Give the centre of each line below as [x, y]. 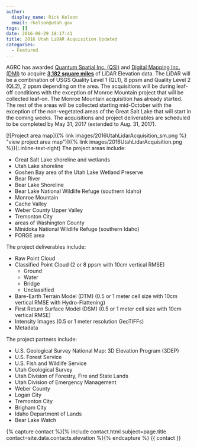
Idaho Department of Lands [48, 414]
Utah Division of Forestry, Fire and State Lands [72, 376]
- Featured [25, 50]
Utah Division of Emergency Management [65, 382]
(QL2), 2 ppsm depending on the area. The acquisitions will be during [91, 86]
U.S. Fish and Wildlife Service [51, 363]
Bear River [27, 178]
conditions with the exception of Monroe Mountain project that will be [99, 92]
